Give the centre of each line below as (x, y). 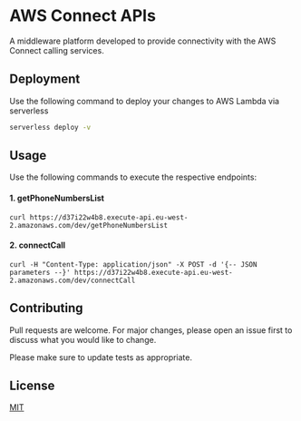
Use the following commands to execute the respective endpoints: (133, 177)
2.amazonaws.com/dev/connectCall (73, 280)
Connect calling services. (57, 50)
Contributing (46, 308)
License (32, 386)
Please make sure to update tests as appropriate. (101, 357)
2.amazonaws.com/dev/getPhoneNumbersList (89, 225)
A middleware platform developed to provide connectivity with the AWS (143, 41)
